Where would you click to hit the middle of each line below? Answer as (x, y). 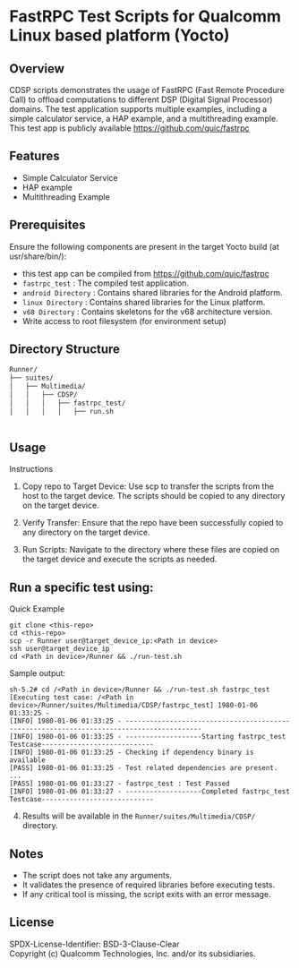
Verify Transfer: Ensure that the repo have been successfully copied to (153, 523)
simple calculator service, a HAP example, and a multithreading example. (144, 119)
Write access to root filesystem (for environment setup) (124, 321)
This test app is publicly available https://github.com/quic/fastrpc (129, 128)
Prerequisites (47, 225)
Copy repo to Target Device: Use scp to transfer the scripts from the (148, 486)
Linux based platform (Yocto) (120, 35)
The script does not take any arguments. (97, 875)
